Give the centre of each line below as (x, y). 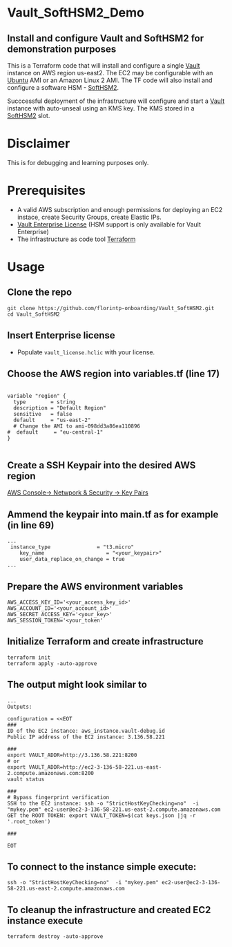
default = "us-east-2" (52, 420)
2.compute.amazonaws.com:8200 (51, 773)
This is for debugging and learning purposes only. (78, 162)
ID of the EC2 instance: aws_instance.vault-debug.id (86, 731)
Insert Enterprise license (61, 335)
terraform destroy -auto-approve (55, 937)
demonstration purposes (62, 49)
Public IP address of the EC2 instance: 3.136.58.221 (86, 737)
